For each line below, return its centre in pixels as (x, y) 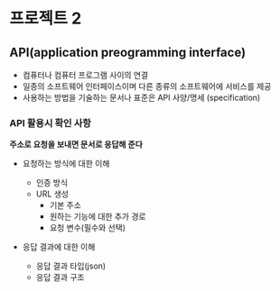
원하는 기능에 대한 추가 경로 (98, 216)
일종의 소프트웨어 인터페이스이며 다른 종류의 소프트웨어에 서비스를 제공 (147, 86)
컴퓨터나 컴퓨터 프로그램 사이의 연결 (85, 75)
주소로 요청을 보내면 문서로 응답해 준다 (76, 144)
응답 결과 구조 (60, 277)
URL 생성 (52, 194)
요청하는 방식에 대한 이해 (66, 164)
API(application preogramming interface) (128, 52)
